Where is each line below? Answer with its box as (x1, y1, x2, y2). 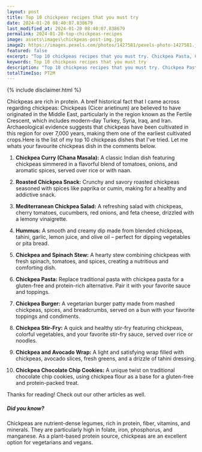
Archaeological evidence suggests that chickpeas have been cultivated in (7, 123, 189, 131)
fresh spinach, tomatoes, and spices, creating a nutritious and (15, 258, 168, 265)
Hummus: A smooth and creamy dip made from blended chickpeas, (15, 227, 184, 234)
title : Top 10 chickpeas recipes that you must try (7, 14, 138, 20)
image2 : (7, 43, 26, 48)
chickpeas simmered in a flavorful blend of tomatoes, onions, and (15, 160, 177, 168)
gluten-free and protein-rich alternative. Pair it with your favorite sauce (15, 282, 191, 289)
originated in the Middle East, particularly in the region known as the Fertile (7, 111, 192, 118)
